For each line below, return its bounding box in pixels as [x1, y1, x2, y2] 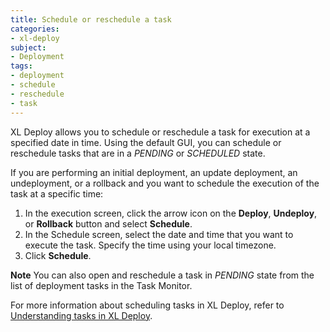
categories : [10, 24, 60, 34]
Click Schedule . [24, 249, 92, 261]
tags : [10, 61, 33, 71]
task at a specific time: [10, 187, 104, 200]
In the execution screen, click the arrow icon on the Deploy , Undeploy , [24, 207, 318, 219]
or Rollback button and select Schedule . [24, 217, 193, 230]
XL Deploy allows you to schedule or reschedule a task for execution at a [10, 126, 311, 138]
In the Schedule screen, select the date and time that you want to [24, 228, 294, 240]
